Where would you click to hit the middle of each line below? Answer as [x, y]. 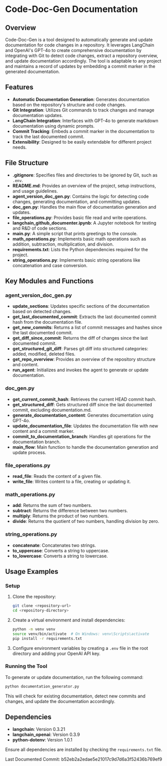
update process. [29, 452]
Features [19, 87]
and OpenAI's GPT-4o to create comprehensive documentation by [73, 50]
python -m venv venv [34, 629]
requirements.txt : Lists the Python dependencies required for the [80, 249]
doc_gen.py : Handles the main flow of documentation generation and [84, 207]
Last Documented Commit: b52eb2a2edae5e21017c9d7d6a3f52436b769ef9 [84, 759]
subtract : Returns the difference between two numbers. [70, 511]
